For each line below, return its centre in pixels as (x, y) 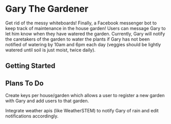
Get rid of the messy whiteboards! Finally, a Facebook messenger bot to (81, 23)
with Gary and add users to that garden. (47, 101)
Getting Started (30, 66)
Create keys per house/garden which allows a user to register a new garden (85, 96)
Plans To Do (25, 83)
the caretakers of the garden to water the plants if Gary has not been (78, 39)
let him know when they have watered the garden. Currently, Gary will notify (85, 34)
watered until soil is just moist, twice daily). (51, 50)
